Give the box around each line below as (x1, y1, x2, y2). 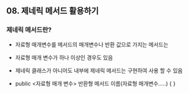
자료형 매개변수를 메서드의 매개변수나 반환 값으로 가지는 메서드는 (15, 40, 169, 48)
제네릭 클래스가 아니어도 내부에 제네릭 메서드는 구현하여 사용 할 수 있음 (15, 67, 183, 74)
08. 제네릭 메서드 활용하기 (6, 6, 99, 17)
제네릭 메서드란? (6, 26, 52, 34)
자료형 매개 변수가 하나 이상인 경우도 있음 (15, 54, 113, 61)
